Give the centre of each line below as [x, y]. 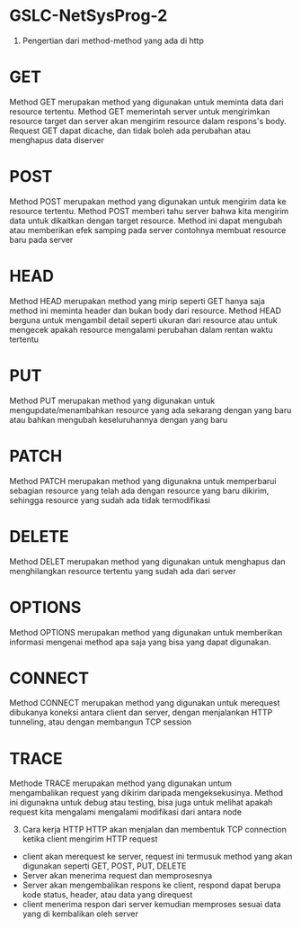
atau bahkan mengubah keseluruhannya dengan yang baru [119, 419]
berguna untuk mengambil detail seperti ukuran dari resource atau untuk [143, 320]
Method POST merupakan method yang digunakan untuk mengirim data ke [148, 201]
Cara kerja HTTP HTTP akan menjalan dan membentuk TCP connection [155, 830]
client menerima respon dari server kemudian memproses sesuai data [151, 905]
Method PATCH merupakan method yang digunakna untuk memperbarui [143, 481]
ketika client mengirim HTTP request [90, 839]
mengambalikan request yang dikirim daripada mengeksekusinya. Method [146, 793]
